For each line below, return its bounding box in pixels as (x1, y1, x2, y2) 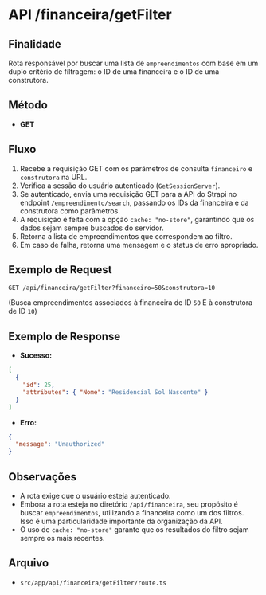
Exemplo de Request (8, 263, 113, 276)
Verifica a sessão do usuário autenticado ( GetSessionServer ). (19, 181, 221, 190)
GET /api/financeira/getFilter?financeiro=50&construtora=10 (8, 284, 216, 292)
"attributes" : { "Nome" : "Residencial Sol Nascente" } (22, 388, 209, 396)
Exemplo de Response (8, 329, 121, 343)
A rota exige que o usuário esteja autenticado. (19, 491, 171, 500)
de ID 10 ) (8, 307, 37, 316)
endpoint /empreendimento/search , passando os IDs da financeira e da (19, 198, 249, 207)
